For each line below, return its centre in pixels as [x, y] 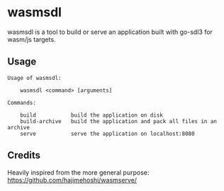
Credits [24, 155]
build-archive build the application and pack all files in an [119, 121]
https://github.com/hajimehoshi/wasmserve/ [72, 180]
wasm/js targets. [32, 39]
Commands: [22, 103]
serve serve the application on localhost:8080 [107, 134]
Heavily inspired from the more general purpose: [78, 172]
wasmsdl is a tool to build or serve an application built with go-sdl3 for [110, 32]
